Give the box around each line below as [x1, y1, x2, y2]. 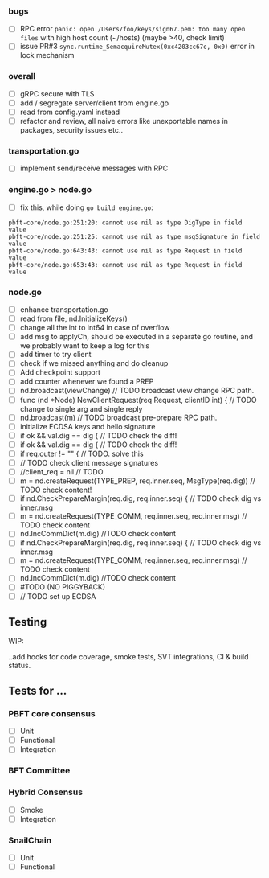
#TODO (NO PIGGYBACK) [19, 582, 106, 592]
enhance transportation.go [19, 304, 108, 314]
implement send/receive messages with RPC [19, 163, 169, 174]
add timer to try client [19, 350, 92, 359]
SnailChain [8, 835, 52, 846]
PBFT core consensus [8, 708, 96, 719]
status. [8, 661, 31, 671]
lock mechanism [19, 51, 75, 60]
